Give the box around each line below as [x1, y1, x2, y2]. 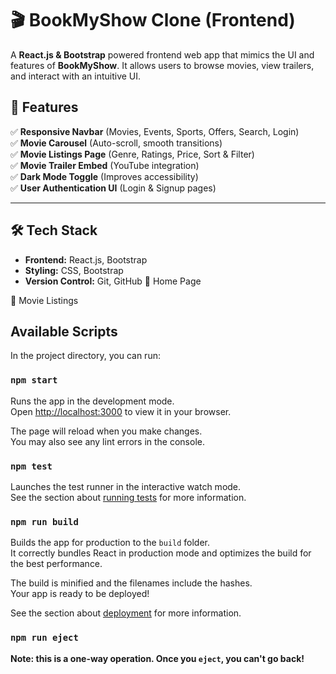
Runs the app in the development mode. [10, 395, 175, 407]
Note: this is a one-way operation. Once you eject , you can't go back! [10, 652, 305, 664]
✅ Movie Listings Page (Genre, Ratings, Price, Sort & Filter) [10, 148, 255, 160]
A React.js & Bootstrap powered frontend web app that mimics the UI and [10, 48, 315, 61]
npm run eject [10, 632, 79, 644]
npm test [10, 460, 53, 472]
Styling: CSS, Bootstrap [24, 264, 124, 276]
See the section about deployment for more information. [10, 607, 242, 619]
